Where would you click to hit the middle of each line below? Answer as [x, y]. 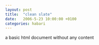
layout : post [19, 10]
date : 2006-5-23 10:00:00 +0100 [41, 19]
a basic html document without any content [49, 38]
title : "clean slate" [29, 14]
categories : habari [25, 23]
